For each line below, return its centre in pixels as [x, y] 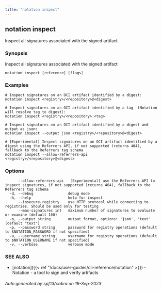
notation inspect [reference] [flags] [44, 73]
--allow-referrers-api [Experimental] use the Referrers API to [86, 181]
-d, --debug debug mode [50, 194]
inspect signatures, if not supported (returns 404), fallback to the [78, 185]
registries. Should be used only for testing [52, 207]
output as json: [21, 129]
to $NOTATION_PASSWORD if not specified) [48, 232]
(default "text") [23, 224]
